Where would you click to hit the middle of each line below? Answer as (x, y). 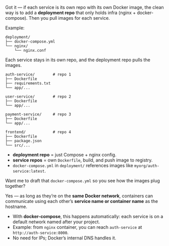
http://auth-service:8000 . (40, 233)
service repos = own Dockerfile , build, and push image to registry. (82, 160)
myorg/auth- (146, 166)
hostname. (16, 207)
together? (15, 186)
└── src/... (18, 145)
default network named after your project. (56, 222)
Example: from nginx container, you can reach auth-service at (77, 227)
